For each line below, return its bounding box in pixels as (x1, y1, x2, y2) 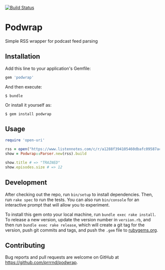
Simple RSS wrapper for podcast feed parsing (5, 38, 98, 44)
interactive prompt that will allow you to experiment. (5, 202, 110, 208)
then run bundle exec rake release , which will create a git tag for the (5, 222, 145, 228)
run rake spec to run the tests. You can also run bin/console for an (5, 197, 139, 203)
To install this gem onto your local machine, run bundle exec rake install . (5, 211, 156, 217)
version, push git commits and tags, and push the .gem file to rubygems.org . (5, 227, 159, 233)
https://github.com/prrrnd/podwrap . (5, 260, 78, 266)
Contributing (5, 241, 45, 250)
